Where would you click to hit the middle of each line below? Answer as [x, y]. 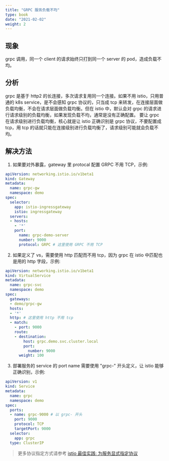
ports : [17, 410]
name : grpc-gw [25, 188]
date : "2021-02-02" [26, 19]
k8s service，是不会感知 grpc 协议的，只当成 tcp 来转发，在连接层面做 [89, 102]
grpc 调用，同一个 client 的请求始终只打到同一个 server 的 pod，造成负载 [81, 59]
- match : [19, 323]
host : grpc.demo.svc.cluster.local [61, 341]
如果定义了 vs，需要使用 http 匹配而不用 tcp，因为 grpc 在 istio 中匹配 [85, 255]
